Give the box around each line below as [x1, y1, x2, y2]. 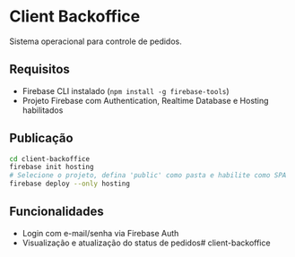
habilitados [22, 105, 64, 116]
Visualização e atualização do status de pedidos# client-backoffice [22, 237, 271, 248]
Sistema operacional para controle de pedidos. [9, 36, 182, 47]
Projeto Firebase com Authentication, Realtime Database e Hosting [22, 95, 269, 106]
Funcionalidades [9, 204, 105, 219]
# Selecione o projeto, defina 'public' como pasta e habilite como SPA [9, 171, 287, 180]
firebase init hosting [9, 163, 94, 172]
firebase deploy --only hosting [9, 179, 130, 189]
